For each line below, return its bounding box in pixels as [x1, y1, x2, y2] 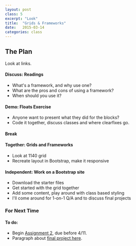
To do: [5, 219, 18, 225]
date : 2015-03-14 [5, 25, 45, 30]
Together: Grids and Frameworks [5, 142, 73, 148]
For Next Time [5, 207, 39, 214]
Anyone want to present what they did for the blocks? [12, 115, 119, 120]
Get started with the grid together [12, 185, 79, 191]
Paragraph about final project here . [12, 235, 83, 241]
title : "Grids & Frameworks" [5, 20, 67, 26]
